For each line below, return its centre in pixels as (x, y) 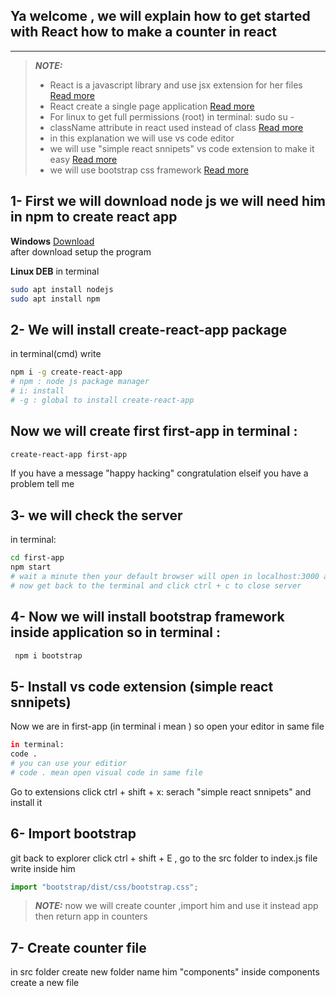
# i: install (37, 390)
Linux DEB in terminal (55, 271)
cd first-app (37, 558)
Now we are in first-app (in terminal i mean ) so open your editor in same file (167, 726)
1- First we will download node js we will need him (168, 201)
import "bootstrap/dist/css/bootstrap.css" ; (104, 887)
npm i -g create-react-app (66, 372)
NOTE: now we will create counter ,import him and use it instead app (176, 906)
